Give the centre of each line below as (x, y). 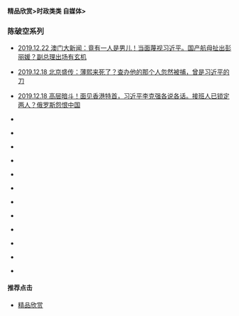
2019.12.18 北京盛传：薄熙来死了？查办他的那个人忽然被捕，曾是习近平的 (123, 72)
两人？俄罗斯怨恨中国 (49, 105)
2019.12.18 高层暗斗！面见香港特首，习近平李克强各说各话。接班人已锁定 (123, 95)
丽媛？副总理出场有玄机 (52, 56)
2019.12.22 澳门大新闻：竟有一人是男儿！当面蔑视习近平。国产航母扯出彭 (124, 48)
